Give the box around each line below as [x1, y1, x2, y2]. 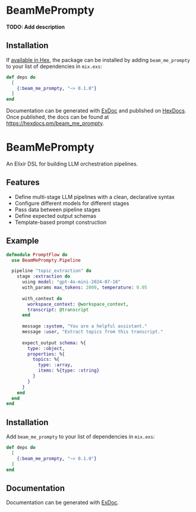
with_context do [21, 295, 62, 301]
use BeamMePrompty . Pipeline [11, 257, 81, 263]
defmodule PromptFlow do [6, 251, 68, 258]
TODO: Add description [6, 23, 65, 30]
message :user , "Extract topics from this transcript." [21, 329, 163, 335]
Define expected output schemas [14, 212, 97, 219]
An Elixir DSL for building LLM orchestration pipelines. [6, 160, 138, 167]
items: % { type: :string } [37, 367, 100, 374]
